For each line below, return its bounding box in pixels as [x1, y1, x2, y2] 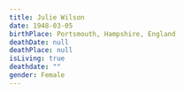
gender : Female [9, 71, 65, 80]
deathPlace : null [9, 46, 73, 55]
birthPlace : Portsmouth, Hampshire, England [9, 29, 176, 38]
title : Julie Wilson [9, 12, 86, 22]
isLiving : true [9, 54, 65, 63]
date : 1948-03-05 [9, 21, 73, 30]
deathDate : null [9, 37, 69, 47]
